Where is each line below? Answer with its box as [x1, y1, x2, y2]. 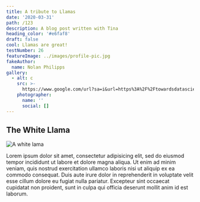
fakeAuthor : [6, 58, 36, 64]
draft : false [6, 36, 39, 42]
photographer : [17, 92, 52, 98]
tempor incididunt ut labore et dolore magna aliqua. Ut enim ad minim [6, 159, 176, 166]
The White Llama [6, 125, 70, 135]
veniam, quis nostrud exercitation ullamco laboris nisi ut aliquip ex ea [6, 165, 175, 172]
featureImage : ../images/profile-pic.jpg [6, 53, 111, 59]
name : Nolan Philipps [11, 64, 65, 70]
